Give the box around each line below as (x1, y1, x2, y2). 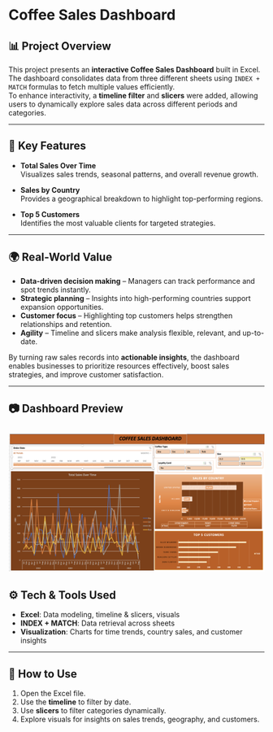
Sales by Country (19, 185, 80, 194)
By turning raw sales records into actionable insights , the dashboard (8, 352, 240, 362)
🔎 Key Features (8, 139, 87, 153)
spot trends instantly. (19, 285, 91, 294)
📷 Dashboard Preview (8, 402, 123, 416)
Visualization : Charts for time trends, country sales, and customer (19, 627, 243, 637)
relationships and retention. (19, 319, 112, 329)
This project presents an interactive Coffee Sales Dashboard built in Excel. (8, 65, 261, 74)
